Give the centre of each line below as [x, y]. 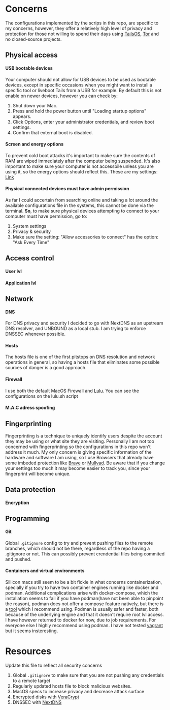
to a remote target [31, 681]
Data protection [30, 490]
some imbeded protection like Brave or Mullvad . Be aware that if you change [85, 463]
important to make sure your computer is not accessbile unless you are [79, 166]
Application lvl [21, 283]
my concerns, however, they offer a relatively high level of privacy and [79, 28]
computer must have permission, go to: [46, 216]
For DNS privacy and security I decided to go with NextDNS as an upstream [84, 323]
